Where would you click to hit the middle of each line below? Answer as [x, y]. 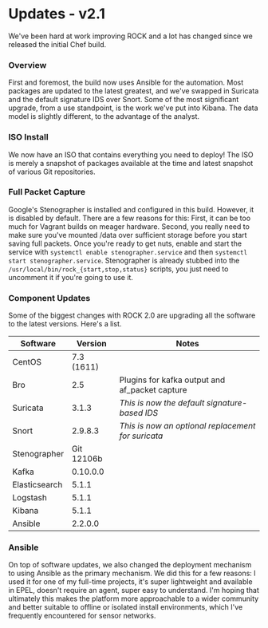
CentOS [27, 362]
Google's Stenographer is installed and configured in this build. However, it [131, 209]
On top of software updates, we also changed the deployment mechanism [130, 565]
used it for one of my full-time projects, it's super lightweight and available [130, 582]
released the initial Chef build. [57, 44]
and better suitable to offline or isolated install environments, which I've [126, 607]
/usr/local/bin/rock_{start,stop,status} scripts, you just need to [118, 269]
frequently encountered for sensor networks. [82, 616]
